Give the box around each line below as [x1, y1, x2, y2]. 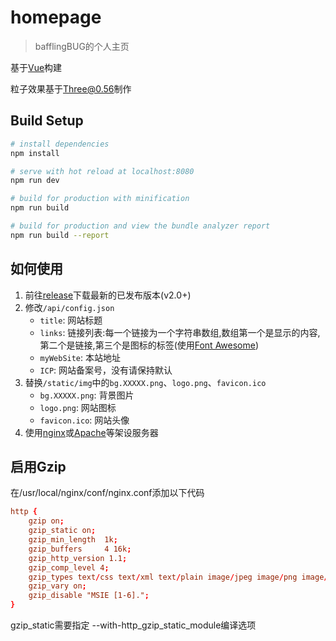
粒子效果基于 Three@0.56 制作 [10, 82, 132, 95]
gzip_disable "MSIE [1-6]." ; [28, 591, 150, 601]
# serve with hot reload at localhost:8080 [10, 166, 195, 176]
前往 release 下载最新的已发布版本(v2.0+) [24, 289, 192, 301]
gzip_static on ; [28, 526, 97, 536]
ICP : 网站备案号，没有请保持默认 [39, 364, 173, 376]
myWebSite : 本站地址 [39, 351, 122, 363]
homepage [10, 6, 102, 29]
